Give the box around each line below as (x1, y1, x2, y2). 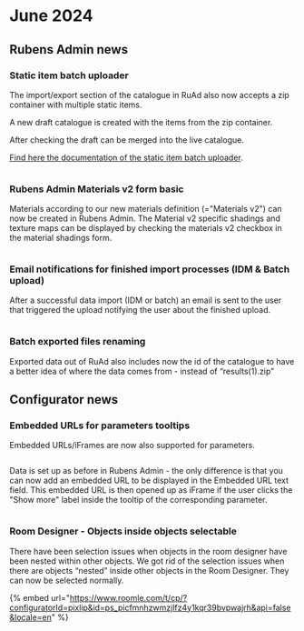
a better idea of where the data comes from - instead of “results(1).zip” (9, 366, 275, 376)
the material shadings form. (9, 233, 113, 244)
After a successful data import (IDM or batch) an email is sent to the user (9, 295, 282, 305)
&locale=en (9, 611, 53, 623)
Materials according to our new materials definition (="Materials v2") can (9, 204, 283, 215)
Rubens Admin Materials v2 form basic (9, 183, 184, 195)
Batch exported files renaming (9, 336, 146, 348)
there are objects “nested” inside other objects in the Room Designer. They (9, 565, 289, 576)
